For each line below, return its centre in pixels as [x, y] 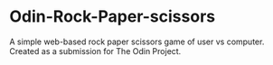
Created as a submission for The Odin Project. [95, 51]
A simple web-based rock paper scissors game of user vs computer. [137, 42]
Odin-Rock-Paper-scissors [112, 17]
